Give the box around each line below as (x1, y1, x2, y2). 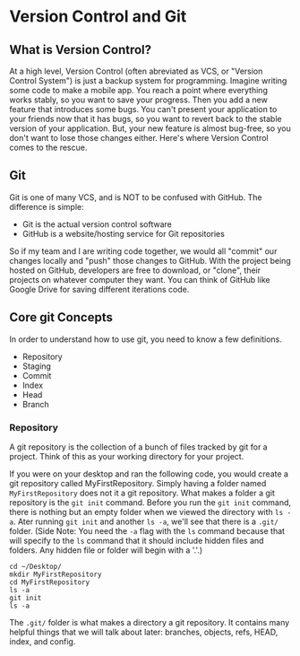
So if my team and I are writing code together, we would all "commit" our (9, 245, 278, 257)
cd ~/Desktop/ (9, 562, 63, 571)
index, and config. (9, 635, 76, 647)
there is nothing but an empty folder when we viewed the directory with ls (9, 506, 284, 517)
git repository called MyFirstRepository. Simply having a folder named (9, 477, 267, 488)
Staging (21, 361, 52, 372)
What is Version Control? (9, 42, 152, 57)
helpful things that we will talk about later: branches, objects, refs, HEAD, (9, 626, 279, 637)
